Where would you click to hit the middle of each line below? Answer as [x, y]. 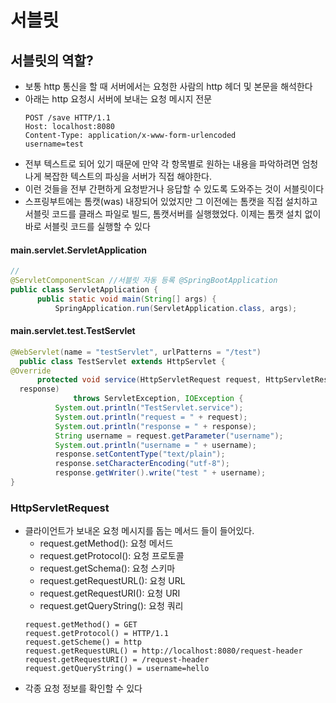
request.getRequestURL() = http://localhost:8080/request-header [163, 651]
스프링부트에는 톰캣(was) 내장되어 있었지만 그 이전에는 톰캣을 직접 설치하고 [171, 201]
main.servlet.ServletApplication [79, 250]
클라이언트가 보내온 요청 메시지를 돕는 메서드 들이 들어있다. [139, 531]
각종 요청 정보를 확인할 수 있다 [83, 688]
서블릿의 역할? [52, 60]
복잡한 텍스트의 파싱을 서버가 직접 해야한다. [127, 176]
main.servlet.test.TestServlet [73, 331]
